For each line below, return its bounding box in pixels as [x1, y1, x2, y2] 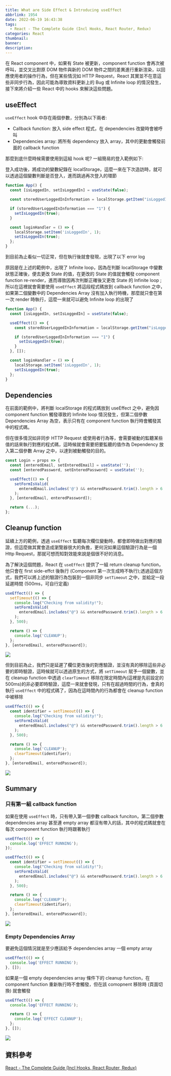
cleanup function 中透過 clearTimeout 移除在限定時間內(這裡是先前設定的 [11, 675, 164, 681]
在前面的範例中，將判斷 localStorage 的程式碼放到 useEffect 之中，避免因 [5, 405, 159, 411]
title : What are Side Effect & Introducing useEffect [5, 7, 122, 13]
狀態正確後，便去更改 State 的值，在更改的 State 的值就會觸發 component [5, 271, 160, 277]
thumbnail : [5, 36, 28, 41]
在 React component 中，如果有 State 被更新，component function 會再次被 [5, 60, 164, 66]
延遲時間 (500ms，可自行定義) [5, 580, 69, 586]
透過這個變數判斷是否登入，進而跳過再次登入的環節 [9, 173, 117, 179]
